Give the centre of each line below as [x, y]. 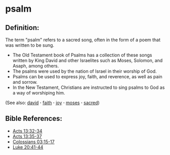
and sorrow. [25, 82]
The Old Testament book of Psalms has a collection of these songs [82, 55]
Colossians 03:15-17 [33, 142]
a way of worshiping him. [39, 93]
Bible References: [34, 119]
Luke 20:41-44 [28, 147]
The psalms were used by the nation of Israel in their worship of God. [84, 71]
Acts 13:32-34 [27, 131]
